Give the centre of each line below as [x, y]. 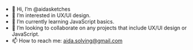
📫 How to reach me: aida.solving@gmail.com [67, 41]
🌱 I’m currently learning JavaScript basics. [63, 21]
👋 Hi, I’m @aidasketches [41, 9]
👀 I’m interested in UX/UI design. [51, 15]
